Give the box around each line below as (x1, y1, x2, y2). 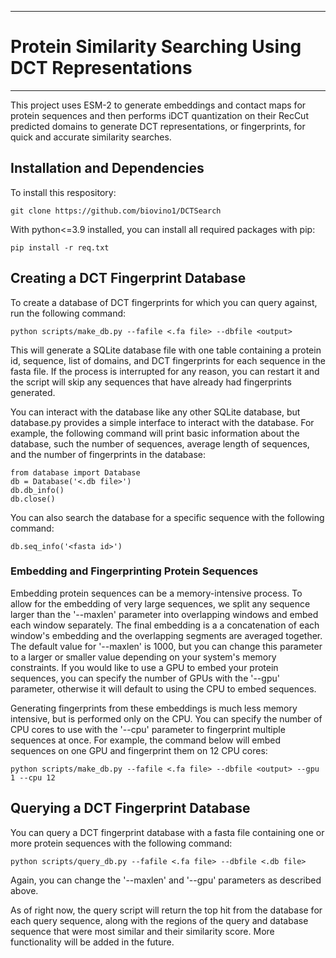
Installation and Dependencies (10, 160, 205, 177)
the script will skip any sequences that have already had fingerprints (10, 376, 292, 388)
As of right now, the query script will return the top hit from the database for (10, 904, 323, 916)
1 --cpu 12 (10, 772, 56, 783)
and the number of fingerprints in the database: (10, 448, 207, 460)
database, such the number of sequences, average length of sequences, (10, 437, 310, 450)
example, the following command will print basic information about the (10, 427, 300, 439)
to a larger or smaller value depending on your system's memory (10, 651, 277, 663)
